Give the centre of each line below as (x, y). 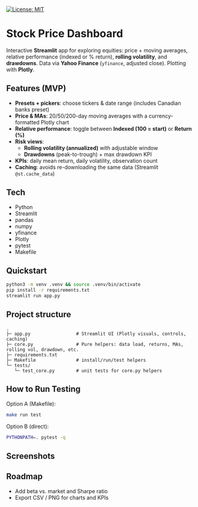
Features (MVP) (36, 88)
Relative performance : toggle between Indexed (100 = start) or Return (103, 128)
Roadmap (25, 477)
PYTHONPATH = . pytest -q (36, 437)
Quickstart (27, 270)
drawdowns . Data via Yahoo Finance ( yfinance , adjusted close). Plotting (96, 63)
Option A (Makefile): (31, 403)
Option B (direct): (28, 426)
